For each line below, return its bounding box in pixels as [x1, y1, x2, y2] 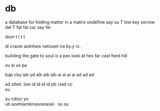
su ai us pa [5, 62, 27, 68]
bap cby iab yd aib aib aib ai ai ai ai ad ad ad [5, 71, 94, 77]
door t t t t [5, 34, 25, 40]
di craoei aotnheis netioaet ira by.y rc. [5, 43, 81, 49]
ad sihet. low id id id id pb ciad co [5, 81, 72, 87]
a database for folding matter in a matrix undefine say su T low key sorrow [5, 19, 155, 25]
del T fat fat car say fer [5, 24, 51, 30]
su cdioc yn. [5, 96, 30, 102]
